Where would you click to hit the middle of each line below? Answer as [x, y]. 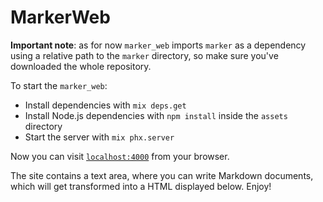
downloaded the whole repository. [81, 66]
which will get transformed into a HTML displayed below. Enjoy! [141, 186]
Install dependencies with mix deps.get [105, 105]
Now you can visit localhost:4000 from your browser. [120, 156]
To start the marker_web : [59, 85]
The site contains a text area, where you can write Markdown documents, [162, 175]
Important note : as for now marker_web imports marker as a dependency [158, 45]
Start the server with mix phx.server [99, 137]
